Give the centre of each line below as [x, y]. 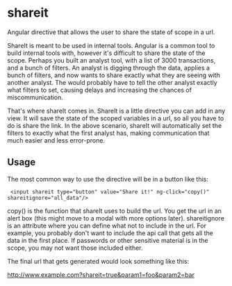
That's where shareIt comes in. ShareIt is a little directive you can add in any [116, 111]
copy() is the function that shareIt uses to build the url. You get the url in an [115, 211]
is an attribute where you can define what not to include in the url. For [107, 225]
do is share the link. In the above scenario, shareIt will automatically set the [115, 125]
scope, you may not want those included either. [75, 248]
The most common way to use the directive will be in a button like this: [108, 179]
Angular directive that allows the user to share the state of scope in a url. [111, 32]
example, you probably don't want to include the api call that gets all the [110, 233]
